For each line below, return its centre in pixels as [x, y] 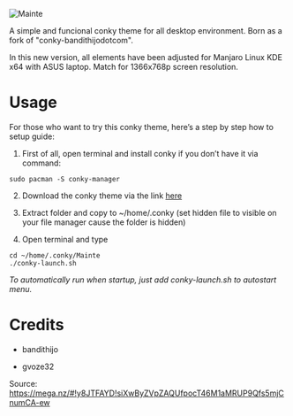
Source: [23, 383]
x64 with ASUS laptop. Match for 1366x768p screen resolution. [124, 67]
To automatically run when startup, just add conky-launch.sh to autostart [143, 280]
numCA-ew [30, 402]
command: [41, 163]
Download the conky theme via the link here [102, 196]
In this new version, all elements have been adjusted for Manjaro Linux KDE [146, 57]
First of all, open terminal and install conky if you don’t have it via [140, 153]
